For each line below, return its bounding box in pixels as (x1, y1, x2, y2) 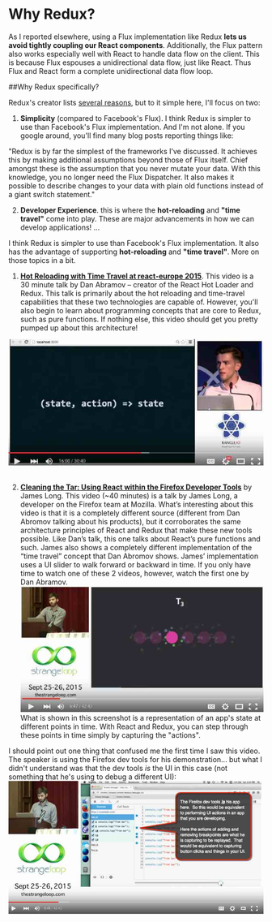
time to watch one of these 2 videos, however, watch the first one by (19, 569, 249, 579)
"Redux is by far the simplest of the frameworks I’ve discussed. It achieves (8, 146, 257, 156)
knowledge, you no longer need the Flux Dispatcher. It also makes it (8, 172, 235, 182)
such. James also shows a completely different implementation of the (19, 543, 253, 553)
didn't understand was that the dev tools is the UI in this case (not (8, 764, 228, 773)
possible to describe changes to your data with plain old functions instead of (8, 180, 264, 191)
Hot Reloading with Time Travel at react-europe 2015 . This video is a (19, 271, 254, 281)
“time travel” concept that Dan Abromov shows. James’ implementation (19, 551, 259, 561)
